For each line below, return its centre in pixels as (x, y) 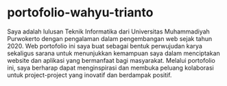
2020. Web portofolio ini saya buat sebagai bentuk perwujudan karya (105, 46)
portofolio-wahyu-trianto (80, 13)
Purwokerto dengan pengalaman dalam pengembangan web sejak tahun (110, 38)
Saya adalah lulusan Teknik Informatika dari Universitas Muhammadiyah (109, 31)
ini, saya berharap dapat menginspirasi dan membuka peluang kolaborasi (110, 68)
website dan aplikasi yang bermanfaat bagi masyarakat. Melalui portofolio (111, 60)
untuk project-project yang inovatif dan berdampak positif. (89, 75)
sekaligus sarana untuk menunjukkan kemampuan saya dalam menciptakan (114, 53)
